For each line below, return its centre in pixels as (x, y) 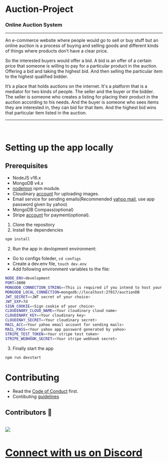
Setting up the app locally (59, 147)
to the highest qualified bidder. (37, 76)
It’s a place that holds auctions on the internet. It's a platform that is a (76, 86)
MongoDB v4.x (28, 183)
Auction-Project (39, 9)
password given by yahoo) (40, 204)
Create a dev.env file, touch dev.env (49, 264)
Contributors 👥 (29, 412)
